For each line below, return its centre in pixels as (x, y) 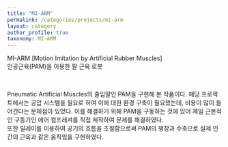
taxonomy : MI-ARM (32, 39)
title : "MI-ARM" (30, 13)
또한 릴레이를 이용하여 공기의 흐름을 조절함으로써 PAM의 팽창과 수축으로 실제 (109, 129)
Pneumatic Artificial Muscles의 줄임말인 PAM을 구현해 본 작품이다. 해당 (103, 94)
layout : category (32, 26)
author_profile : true (38, 32)
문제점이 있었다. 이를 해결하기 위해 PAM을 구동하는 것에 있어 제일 (117, 111)
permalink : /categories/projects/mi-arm (66, 20)
